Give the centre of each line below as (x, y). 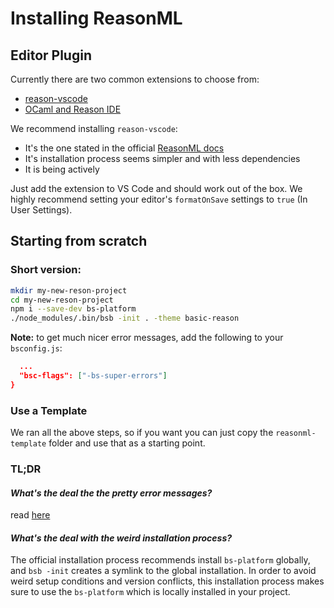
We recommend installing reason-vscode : (94, 128)
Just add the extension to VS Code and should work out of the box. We (156, 188)
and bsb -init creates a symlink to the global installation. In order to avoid (163, 571)
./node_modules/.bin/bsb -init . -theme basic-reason (125, 318)
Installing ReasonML (96, 18)
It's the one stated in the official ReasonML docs (124, 148)
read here (30, 515)
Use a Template (49, 410)
